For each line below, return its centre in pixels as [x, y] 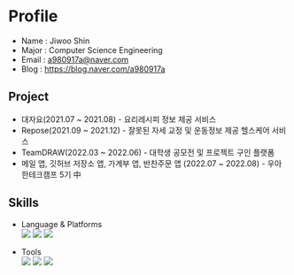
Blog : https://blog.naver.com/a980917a [93, 69]
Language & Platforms [62, 224]
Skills [23, 203]
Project [29, 97]
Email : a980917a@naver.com [75, 59]
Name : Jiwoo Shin [55, 41]
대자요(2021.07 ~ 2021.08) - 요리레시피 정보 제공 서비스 [119, 119]
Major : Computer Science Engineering [92, 50]
